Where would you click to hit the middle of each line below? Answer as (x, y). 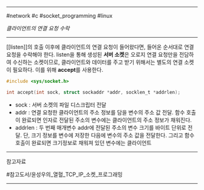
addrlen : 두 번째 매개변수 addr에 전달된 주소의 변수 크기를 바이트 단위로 (100, 127)
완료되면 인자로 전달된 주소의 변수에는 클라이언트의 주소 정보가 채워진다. (107, 120)
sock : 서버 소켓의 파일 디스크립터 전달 (61, 105)
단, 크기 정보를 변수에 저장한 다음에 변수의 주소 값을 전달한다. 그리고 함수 (109, 135)
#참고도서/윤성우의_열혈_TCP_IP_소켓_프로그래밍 (64, 174)
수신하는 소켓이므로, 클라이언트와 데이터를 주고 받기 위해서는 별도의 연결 (98, 62)
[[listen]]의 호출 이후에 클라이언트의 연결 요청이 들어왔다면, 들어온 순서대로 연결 (100, 47)
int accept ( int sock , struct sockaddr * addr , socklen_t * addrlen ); (93, 92)
